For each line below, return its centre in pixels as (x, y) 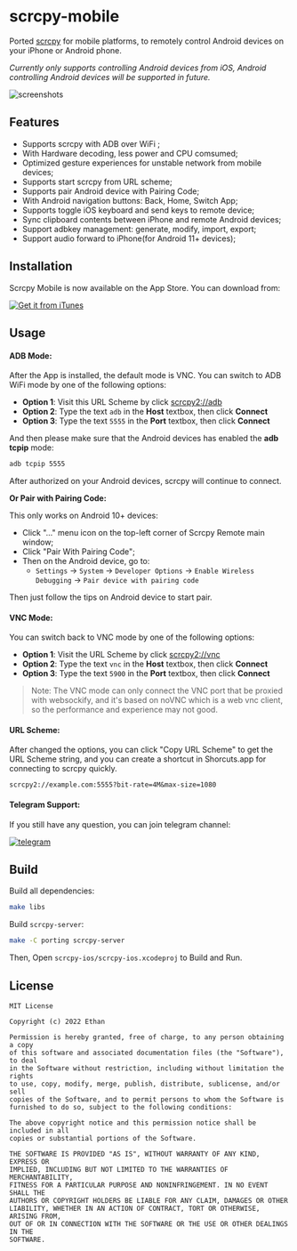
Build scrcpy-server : (47, 924)
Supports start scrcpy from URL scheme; (97, 182)
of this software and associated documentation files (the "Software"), (147, 1053)
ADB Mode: (31, 355)
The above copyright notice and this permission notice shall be (132, 1123)
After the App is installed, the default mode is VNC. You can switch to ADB (145, 375)
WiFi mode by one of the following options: (88, 385)
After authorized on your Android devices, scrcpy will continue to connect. (145, 481)
